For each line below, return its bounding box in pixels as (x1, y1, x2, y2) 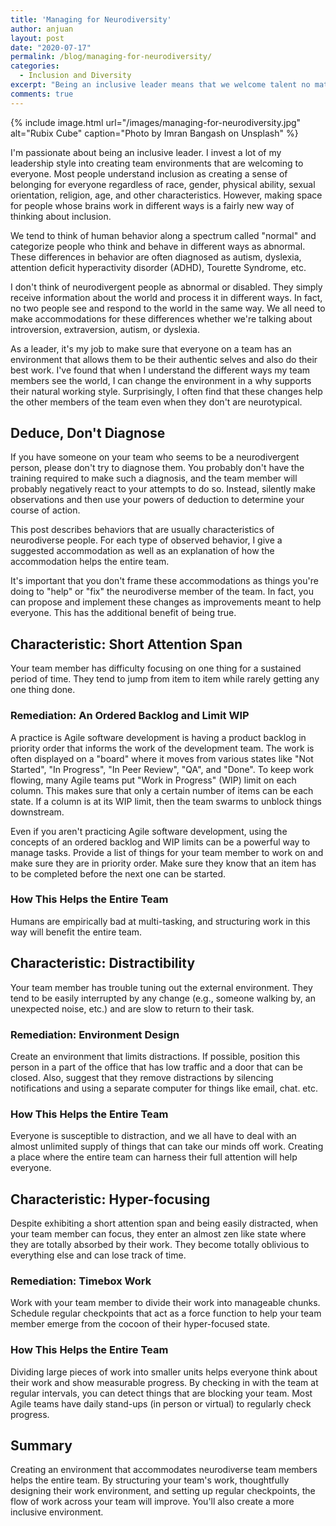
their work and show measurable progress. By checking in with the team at (10, 1376, 319, 1388)
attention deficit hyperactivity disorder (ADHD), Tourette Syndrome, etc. (10, 261, 307, 273)
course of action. (10, 504, 81, 516)
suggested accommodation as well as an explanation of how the (10, 545, 275, 557)
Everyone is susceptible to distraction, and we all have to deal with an (10, 1130, 297, 1142)
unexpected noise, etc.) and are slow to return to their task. (10, 1002, 255, 1015)
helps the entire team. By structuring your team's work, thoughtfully (10, 1474, 290, 1486)
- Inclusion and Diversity (19, 71, 132, 81)
